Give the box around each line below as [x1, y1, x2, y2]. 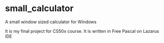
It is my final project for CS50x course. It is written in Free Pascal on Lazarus [5, 28, 159, 34]
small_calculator [5, 3, 74, 14]
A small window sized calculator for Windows [5, 19, 97, 25]
